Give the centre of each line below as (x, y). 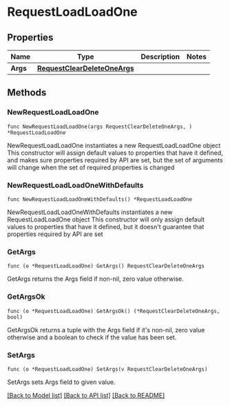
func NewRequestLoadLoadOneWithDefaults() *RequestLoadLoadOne (100, 199)
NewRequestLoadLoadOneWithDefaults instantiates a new (90, 212)
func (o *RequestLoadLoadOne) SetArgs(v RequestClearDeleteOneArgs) (107, 369)
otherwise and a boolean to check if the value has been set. (92, 337)
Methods (27, 93)
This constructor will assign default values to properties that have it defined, (115, 153)
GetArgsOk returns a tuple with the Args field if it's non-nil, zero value (106, 330)
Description (160, 57)
